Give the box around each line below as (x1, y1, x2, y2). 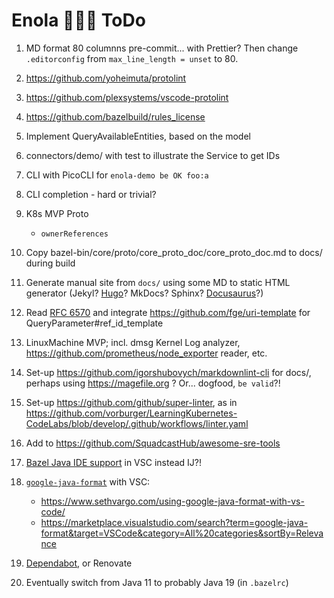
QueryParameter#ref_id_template (25, 317, 164, 329)
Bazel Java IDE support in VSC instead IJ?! (25, 456, 203, 468)
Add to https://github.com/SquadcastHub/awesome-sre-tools (25, 437, 281, 449)
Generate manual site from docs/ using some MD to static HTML (25, 276, 291, 288)
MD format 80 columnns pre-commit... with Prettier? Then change (25, 42, 299, 54)
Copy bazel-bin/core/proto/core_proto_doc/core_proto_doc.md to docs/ (25, 246, 323, 258)
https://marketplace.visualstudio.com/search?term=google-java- (40, 516, 309, 528)
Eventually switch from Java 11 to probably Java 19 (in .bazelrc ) (25, 576, 289, 588)
